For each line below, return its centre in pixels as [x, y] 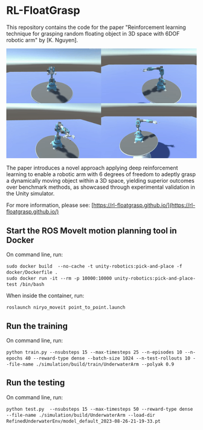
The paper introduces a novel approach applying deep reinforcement [92, 168]
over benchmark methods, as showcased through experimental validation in [101, 187]
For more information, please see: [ [50, 205]
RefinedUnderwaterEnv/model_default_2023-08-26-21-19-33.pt [84, 421]
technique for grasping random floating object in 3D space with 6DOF [93, 33]
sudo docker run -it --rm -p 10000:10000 [59, 279]
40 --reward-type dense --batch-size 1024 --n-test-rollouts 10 [108, 359]
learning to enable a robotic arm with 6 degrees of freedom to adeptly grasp [101, 174]
